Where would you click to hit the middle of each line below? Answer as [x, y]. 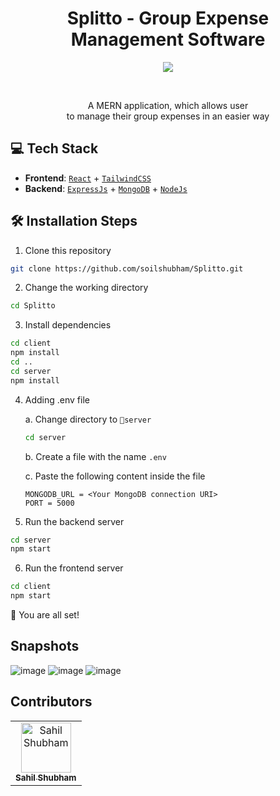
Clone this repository [68, 250]
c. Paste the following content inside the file [115, 476]
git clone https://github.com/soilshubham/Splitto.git [127, 268]
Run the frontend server [74, 568]
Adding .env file [57, 399]
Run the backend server [74, 521]
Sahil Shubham [46, 777]
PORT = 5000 [49, 503]
